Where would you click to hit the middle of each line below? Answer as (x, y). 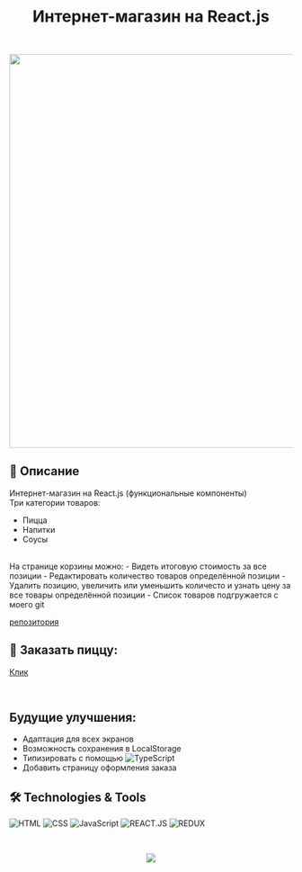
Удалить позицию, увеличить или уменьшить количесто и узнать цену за (150, 585)
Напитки (39, 529)
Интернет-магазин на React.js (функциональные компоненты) (128, 493)
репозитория (34, 622)
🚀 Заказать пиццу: (64, 650)
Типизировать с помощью (73, 759)
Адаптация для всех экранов (78, 739)
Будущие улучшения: (73, 717)
